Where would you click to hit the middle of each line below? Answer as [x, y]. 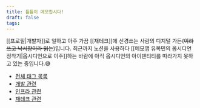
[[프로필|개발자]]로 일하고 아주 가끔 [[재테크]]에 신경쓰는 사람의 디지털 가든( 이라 [100, 41]
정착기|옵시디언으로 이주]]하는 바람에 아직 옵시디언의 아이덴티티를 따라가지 [94, 56]
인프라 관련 [28, 92]
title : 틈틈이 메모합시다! [35, 12]
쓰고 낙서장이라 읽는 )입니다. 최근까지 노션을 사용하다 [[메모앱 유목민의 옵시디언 [99, 48]
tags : [13, 23]
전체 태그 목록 [31, 77]
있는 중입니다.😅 [32, 63]
